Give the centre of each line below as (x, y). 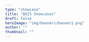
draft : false (18, 18)
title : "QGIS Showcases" (30, 14)
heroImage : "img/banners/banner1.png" (45, 23)
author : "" (16, 28)
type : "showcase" (23, 9)
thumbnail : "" (20, 32)
